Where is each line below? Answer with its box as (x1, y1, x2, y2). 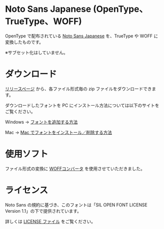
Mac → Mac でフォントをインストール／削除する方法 (5, 129, 112, 135)
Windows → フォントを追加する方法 (5, 119, 78, 125)
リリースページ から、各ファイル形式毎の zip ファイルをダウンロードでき (5, 86, 152, 91)
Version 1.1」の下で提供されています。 (5, 208, 82, 214)
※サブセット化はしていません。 (5, 49, 68, 56)
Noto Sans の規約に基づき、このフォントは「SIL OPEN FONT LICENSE (5, 201, 148, 208)
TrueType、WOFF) (5, 16, 82, 27)
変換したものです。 (5, 39, 44, 45)
